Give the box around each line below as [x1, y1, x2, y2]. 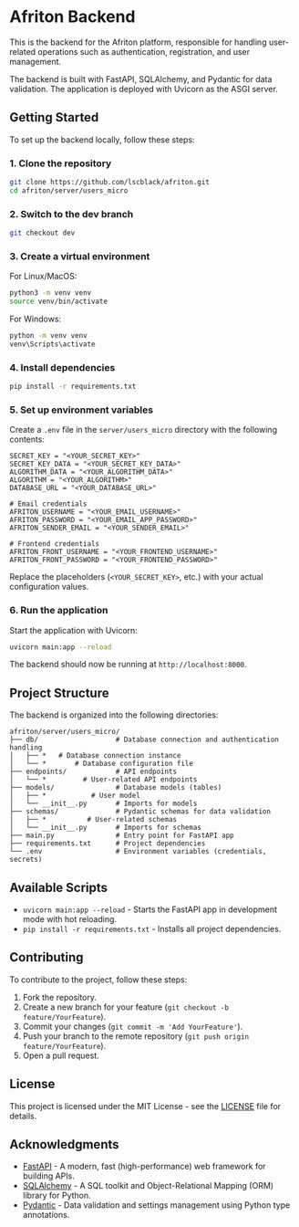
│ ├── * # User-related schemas [9, 815, 178, 824]
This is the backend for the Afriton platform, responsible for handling [9, 37, 267, 47]
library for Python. [22, 1190, 91, 1201]
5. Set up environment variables [9, 404, 153, 416]
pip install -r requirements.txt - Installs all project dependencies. [22, 924, 282, 935]
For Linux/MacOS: [9, 271, 77, 282]
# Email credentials [9, 499, 88, 509]
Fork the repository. [22, 991, 98, 1002]
